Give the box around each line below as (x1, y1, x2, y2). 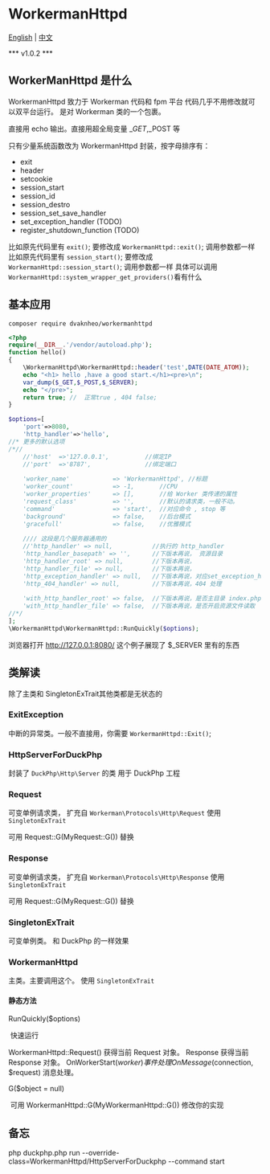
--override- (81, 1148, 120, 1158)
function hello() (8, 349, 67, 357)
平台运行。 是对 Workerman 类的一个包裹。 (22, 106, 166, 117)
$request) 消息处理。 (8, 1068, 79, 1078)
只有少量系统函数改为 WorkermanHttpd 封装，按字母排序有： (8, 141, 211, 150)
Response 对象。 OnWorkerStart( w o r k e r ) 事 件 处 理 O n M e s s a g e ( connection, (8, 1057, 254, 1067)
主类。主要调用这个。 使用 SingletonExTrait (8, 976, 155, 985)
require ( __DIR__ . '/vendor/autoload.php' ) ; (8, 341, 153, 350)
